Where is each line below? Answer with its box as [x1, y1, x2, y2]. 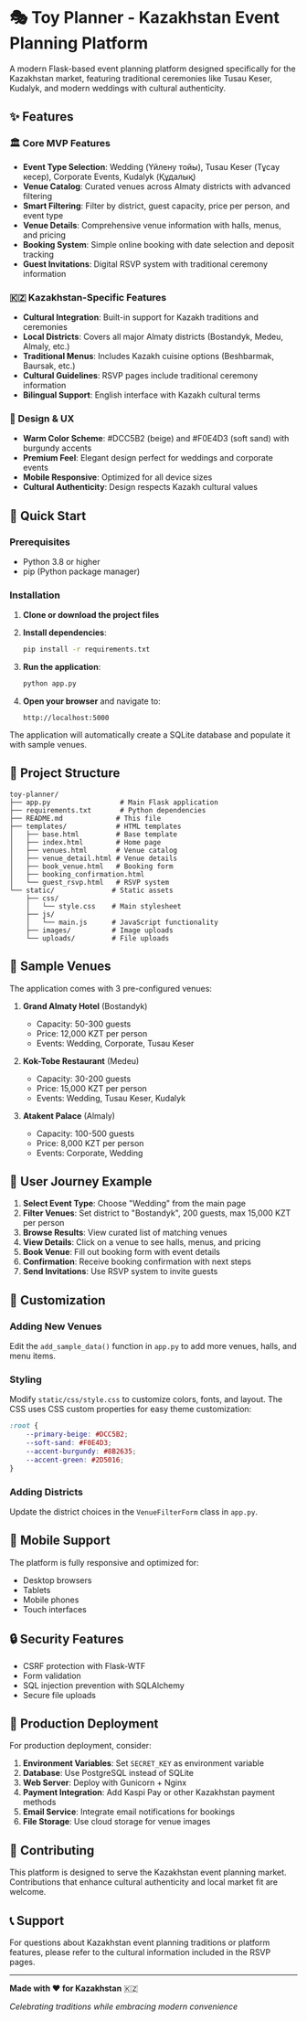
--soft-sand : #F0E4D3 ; [26, 1439, 112, 1448]
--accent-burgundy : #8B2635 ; [26, 1447, 137, 1456]
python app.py [22, 679, 77, 688]
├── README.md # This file [9, 814, 162, 823]
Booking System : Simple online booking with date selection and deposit [22, 239, 295, 250]
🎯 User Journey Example [9, 1174, 153, 1189]
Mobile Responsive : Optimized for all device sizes [22, 472, 213, 483]
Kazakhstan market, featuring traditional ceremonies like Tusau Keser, [9, 72, 272, 83]
